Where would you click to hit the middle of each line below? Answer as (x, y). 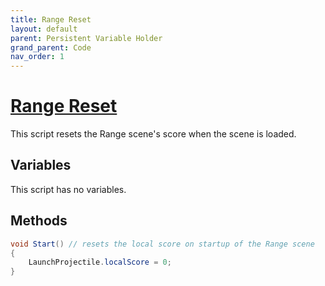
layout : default (44, 29)
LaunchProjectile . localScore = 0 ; (100, 262)
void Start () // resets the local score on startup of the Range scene (162, 244)
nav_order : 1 (37, 57)
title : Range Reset (51, 19)
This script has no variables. (68, 189)
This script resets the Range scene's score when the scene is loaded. (153, 134)
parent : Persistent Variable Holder (86, 38)
